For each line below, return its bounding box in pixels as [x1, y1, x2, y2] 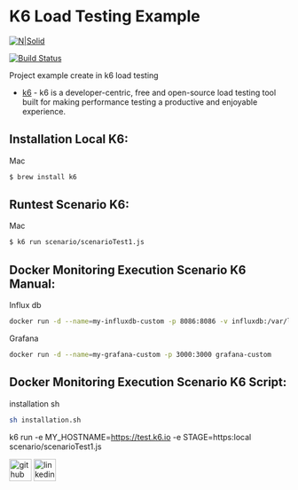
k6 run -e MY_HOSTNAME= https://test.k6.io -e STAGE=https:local [9, 431, 252, 442]
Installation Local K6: [9, 131, 129, 147]
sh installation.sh [9, 415, 82, 424]
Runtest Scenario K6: [9, 197, 130, 212]
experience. [21, 106, 67, 116]
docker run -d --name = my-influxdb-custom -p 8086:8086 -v [9, 317, 228, 326]
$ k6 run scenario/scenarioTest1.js [9, 238, 145, 247]
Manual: [9, 276, 56, 291]
